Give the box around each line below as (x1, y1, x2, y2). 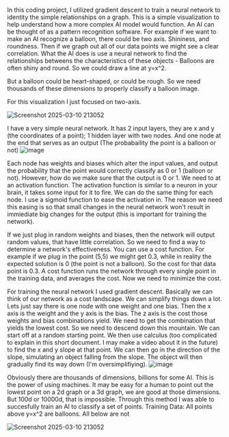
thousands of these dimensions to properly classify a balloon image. (7, 85, 200, 92)
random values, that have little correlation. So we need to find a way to (7, 238, 206, 246)
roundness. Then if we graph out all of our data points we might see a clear (7, 42, 219, 50)
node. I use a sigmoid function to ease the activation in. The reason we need (7, 196, 223, 204)
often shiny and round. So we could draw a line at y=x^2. (7, 64, 167, 72)
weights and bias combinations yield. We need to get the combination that (7, 317, 216, 324)
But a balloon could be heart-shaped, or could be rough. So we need (7, 77, 201, 85)
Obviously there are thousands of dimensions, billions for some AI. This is (7, 373, 214, 382)
